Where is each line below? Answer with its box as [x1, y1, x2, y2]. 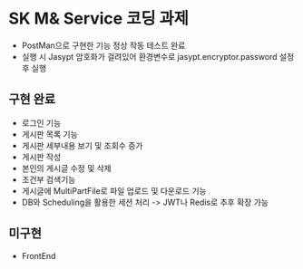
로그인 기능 [21, 117, 62, 128]
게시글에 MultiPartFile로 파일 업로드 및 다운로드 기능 [21, 185, 207, 196]
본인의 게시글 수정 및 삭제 [21, 162, 112, 173]
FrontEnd [21, 250, 56, 261]
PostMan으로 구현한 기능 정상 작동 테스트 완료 [21, 40, 186, 51]
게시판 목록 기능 [21, 129, 78, 139]
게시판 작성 [21, 151, 62, 162]
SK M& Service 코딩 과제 [8, 8, 190, 29]
